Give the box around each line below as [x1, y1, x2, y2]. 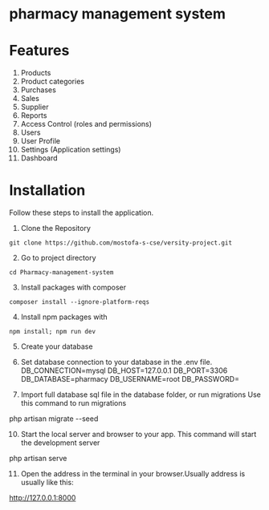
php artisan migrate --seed [9, 414, 99, 423]
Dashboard [20, 153, 59, 163]
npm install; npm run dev [9, 328, 96, 336]
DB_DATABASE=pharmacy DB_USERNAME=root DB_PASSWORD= [20, 374, 240, 384]
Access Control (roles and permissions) [20, 119, 152, 129]
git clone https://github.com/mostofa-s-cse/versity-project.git [9, 239, 232, 247]
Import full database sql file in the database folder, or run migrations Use [20, 390, 262, 399]
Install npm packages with [20, 312, 108, 322]
